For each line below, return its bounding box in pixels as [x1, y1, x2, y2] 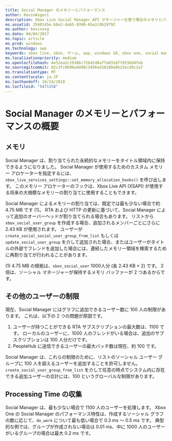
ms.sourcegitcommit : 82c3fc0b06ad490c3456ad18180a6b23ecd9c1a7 [5, 65, 143, 70]
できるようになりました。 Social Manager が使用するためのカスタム [5, 163, 148, 170]
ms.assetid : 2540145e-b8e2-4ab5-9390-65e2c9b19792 [5, 22, 116, 27]
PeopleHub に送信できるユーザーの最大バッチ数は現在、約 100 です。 [12, 343, 159, 350]
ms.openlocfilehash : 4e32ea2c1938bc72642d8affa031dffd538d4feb [5, 60, 143, 65]
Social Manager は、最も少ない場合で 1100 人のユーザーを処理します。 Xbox [5, 405, 166, 411]
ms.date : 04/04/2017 [5, 31, 50, 36]
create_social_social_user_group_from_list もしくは [5, 232, 119, 238]
